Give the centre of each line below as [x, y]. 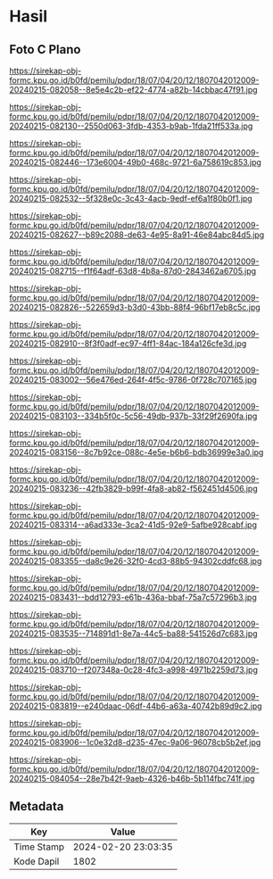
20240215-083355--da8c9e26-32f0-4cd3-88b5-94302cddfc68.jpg [136, 561]
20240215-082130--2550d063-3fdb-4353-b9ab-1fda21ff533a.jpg [131, 126]
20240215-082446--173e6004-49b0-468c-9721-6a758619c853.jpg [135, 162]
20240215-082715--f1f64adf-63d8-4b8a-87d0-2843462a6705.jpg [133, 271]
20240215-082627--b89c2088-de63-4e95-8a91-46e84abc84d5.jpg [137, 235]
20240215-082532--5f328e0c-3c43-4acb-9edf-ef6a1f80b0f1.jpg [131, 199]
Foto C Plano [45, 50]
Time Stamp [39, 847]
